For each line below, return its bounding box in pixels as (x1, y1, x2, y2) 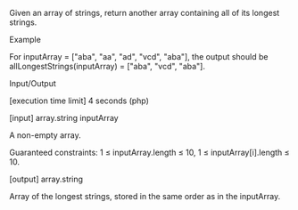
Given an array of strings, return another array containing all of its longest (9, 8, 280, 18)
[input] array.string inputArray (9, 113, 119, 123)
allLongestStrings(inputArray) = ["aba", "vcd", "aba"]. (9, 61, 205, 71)
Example (9, 35, 42, 44)
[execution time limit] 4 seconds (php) (9, 95, 150, 106)
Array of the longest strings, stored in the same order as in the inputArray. (9, 191, 281, 201)
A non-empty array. (9, 130, 82, 141)
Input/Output (9, 78, 56, 88)
